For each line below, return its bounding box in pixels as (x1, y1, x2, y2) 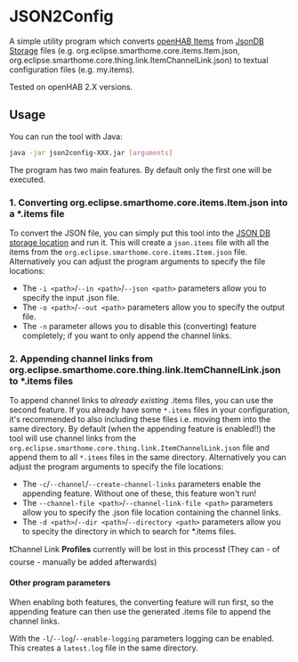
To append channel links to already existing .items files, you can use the (9, 395, 274, 406)
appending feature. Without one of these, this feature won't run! (21, 488, 256, 499)
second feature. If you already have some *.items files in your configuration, (9, 404, 290, 416)
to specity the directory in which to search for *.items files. (21, 526, 238, 537)
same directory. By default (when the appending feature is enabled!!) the (9, 424, 276, 434)
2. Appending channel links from (9, 352, 154, 365)
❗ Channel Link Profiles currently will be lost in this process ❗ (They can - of (9, 544, 280, 555)
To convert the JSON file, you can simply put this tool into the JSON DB (9, 228, 271, 238)
